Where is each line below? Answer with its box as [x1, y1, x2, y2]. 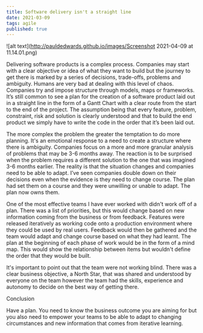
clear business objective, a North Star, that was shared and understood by [6, 270, 192, 278]
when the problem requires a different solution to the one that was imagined [6, 156, 196, 164]
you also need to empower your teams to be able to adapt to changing [6, 314, 182, 321]
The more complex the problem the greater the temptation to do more [6, 131, 181, 138]
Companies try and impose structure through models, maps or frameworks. [6, 86, 195, 94]
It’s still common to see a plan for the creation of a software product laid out [6, 93, 196, 100]
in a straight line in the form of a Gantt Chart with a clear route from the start [6, 100, 197, 107]
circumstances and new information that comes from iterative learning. [6, 320, 184, 327]
